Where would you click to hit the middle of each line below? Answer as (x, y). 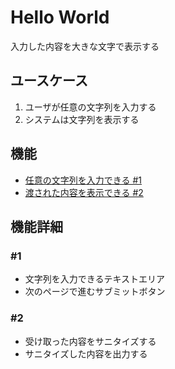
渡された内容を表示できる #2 (84, 192)
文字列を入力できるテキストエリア (95, 279)
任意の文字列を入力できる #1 (83, 180)
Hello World (60, 17)
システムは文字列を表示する (82, 119)
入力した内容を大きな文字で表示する (85, 46)
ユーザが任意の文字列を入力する (90, 107)
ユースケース (49, 81)
